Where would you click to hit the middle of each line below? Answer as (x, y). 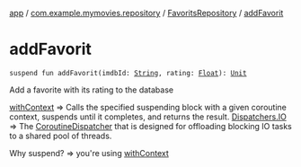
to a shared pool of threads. (61, 136)
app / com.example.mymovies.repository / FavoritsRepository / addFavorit (146, 13)
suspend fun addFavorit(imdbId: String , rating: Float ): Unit (128, 73)
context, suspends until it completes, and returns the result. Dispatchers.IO (148, 117)
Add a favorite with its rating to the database (91, 90)
